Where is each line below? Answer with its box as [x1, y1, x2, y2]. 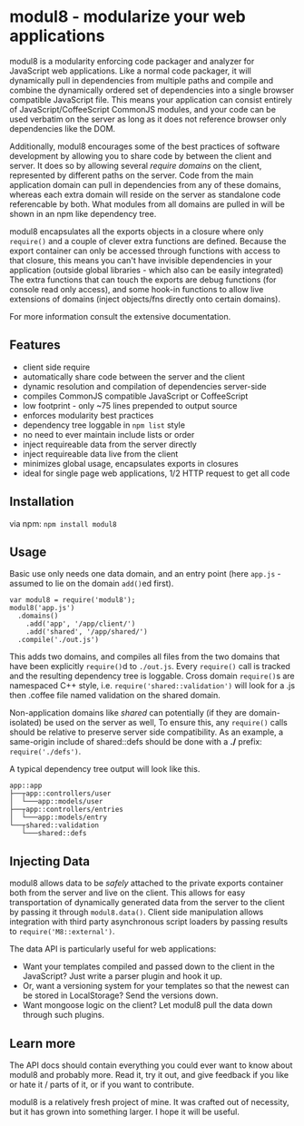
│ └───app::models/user [9, 797, 103, 806]
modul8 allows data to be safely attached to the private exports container [9, 878, 284, 889]
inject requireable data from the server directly [22, 439, 197, 449]
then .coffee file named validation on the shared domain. [9, 690, 221, 701]
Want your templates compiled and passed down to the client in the [22, 961, 275, 973]
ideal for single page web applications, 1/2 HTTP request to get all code [22, 468, 290, 479]
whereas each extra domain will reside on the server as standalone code [9, 189, 281, 200]
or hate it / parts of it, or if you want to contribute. [9, 1079, 195, 1090]
